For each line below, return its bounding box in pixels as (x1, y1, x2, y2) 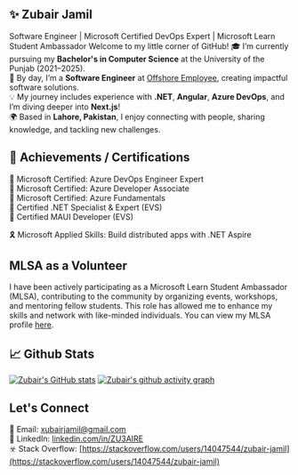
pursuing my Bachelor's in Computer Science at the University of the (9, 53, 265, 64)
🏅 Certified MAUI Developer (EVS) (9, 211, 134, 221)
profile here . (9, 319, 54, 330)
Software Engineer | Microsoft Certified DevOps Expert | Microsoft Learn (9, 30, 276, 41)
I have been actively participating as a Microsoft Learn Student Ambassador (9, 282, 288, 293)
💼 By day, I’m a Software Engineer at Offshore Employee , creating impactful (9, 72, 288, 83)
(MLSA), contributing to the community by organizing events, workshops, (9, 291, 278, 302)
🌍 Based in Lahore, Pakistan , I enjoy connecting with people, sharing (9, 111, 265, 122)
